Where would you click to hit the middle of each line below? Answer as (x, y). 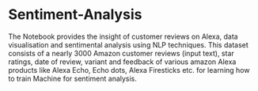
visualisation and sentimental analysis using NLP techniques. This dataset (129, 44)
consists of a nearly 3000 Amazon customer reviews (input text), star (121, 53)
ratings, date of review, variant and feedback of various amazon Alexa (122, 62)
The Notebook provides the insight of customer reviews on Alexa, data (123, 36)
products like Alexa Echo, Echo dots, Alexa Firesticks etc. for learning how (129, 70)
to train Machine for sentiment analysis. (72, 78)
